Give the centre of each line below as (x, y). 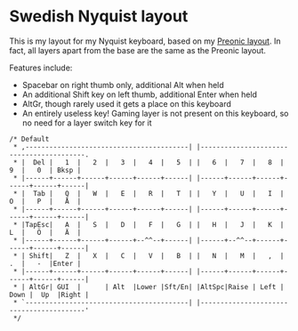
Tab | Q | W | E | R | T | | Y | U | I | (158, 193)
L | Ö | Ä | (45, 232)
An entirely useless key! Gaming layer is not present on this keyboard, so (155, 113)
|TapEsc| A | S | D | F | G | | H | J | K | (153, 224)
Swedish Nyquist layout (99, 16)
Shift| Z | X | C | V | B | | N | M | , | (157, 255)
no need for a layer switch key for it (87, 123)
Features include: (41, 68)
